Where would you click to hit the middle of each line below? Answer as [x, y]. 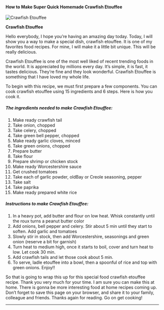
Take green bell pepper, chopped [46, 136]
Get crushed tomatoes [35, 172]
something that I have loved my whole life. [48, 77]
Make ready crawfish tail [37, 120]
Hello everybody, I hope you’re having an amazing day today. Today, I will [79, 36]
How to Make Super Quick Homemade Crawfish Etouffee [64, 7]
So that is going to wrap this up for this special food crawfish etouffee [75, 277]
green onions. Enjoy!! [34, 268]
